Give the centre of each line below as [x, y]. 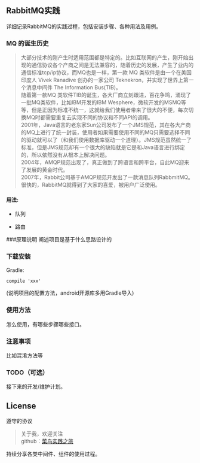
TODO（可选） [27, 372]
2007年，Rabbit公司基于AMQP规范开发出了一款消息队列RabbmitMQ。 [107, 177]
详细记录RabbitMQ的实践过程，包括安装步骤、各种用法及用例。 [84, 26]
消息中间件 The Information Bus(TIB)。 [73, 87]
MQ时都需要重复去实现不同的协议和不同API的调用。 [90, 117]
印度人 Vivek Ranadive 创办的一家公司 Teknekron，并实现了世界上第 [105, 80]
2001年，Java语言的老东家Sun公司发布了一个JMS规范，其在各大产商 [106, 125]
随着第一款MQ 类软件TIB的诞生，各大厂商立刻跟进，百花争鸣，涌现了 [106, 95]
